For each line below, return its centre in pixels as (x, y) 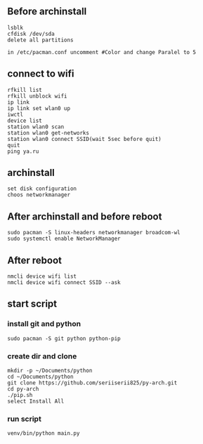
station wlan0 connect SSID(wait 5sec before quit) (84, 139)
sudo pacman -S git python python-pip (64, 338)
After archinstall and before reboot (85, 216)
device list (25, 121)
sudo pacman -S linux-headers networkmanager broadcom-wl (94, 233)
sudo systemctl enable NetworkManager (64, 239)
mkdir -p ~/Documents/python (50, 371)
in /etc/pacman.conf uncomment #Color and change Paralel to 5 (102, 52)
